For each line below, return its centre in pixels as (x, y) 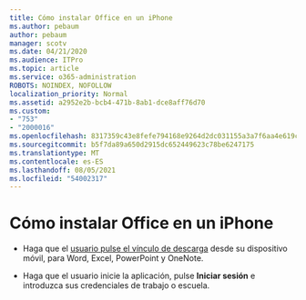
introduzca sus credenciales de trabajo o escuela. (116, 285)
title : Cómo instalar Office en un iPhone (91, 18)
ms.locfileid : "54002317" (58, 178)
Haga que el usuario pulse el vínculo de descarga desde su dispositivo (155, 249)
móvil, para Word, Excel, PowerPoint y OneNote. (113, 258)
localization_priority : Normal (69, 94)
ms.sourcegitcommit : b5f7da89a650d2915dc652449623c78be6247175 (132, 145)
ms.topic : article (44, 69)
